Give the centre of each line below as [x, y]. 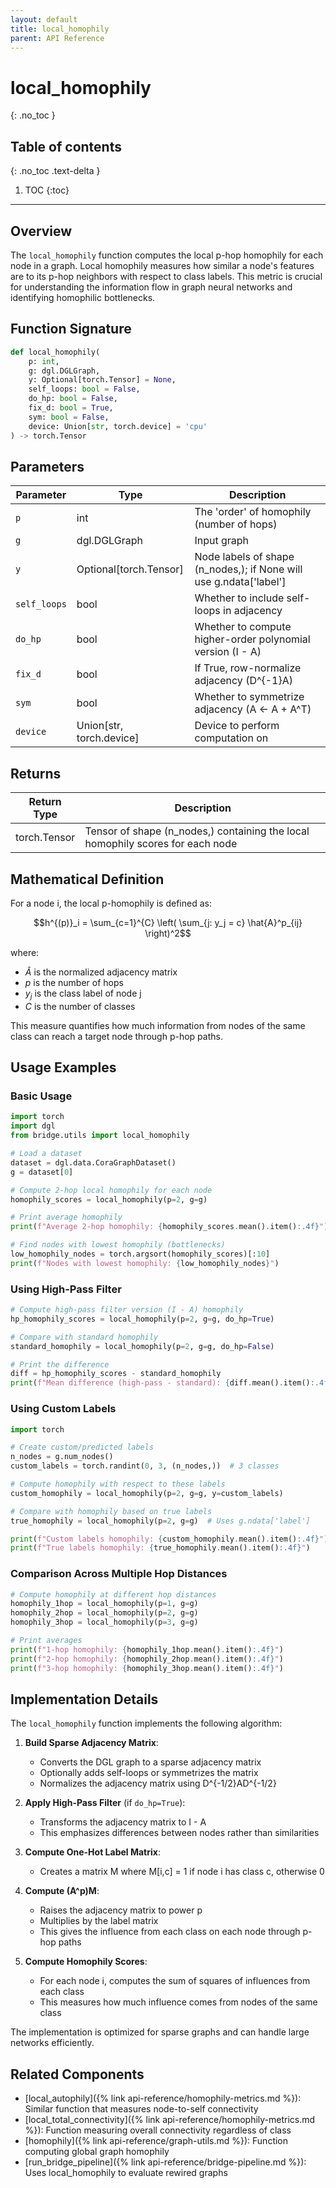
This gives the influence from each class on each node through [170, 1932]
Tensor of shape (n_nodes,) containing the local [197, 831]
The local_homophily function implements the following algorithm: [146, 1723]
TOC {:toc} [47, 190]
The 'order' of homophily [253, 512]
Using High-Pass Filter [66, 1289]
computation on [231, 738]
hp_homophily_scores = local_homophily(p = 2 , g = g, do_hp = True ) [142, 1319]
